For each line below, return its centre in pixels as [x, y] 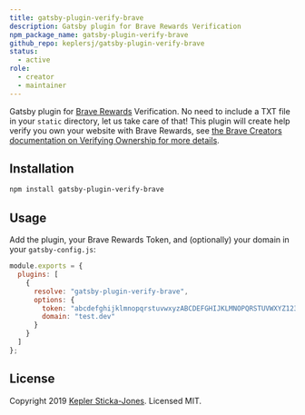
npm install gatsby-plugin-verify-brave [87, 190]
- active [34, 60]
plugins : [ [38, 274]
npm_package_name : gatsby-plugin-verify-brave [99, 35]
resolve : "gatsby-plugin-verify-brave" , [111, 291]
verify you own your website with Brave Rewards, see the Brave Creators [146, 130]
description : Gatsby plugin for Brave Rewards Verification [126, 26]
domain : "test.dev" [79, 317]
